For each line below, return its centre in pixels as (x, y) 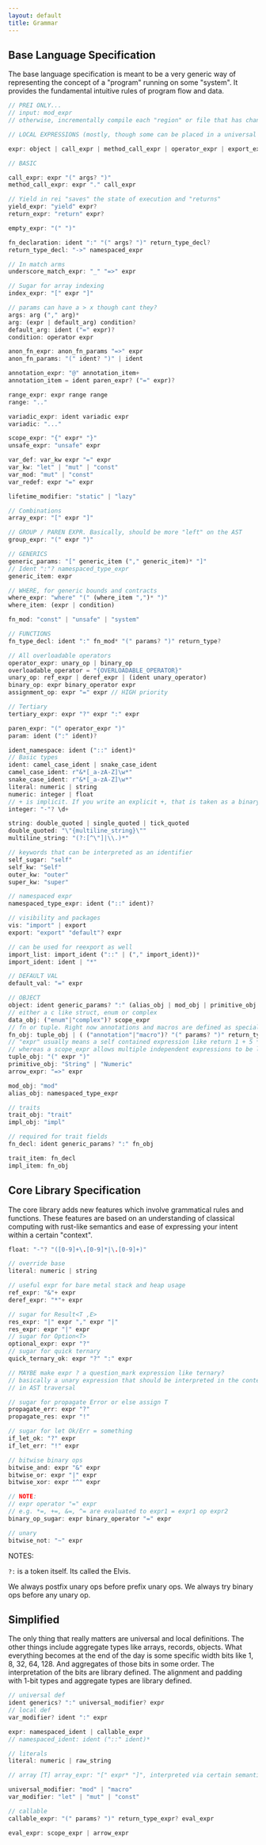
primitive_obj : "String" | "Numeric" (70, 1064)
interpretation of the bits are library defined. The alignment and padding (125, 1672)
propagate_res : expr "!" (49, 1417)
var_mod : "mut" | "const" (51, 474)
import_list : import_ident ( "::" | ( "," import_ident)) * (104, 954)
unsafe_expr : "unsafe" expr (55, 446)
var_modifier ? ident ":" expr (58, 1717)
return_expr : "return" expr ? (56, 214)
